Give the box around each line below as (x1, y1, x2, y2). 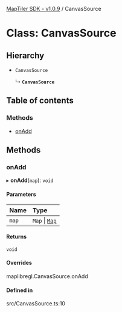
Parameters (6, 190, 36, 198)
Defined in (6, 287, 33, 294)
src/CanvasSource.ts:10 (6, 300, 65, 307)
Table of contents (6, 96, 74, 106)
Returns (6, 233, 27, 241)
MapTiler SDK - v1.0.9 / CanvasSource (6, 5, 101, 12)
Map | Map (32, 216, 57, 224)
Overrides (6, 259, 32, 267)
